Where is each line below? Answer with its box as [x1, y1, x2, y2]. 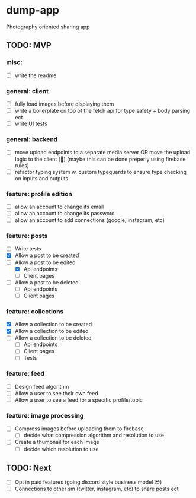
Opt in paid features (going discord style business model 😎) [14, 478, 162, 486]
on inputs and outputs [14, 175, 69, 182]
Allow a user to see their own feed [14, 389, 99, 397]
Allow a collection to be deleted [14, 334, 92, 341]
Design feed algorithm [14, 383, 69, 390]
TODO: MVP [6, 40, 52, 50]
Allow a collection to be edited [14, 328, 89, 335]
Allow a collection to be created [14, 321, 92, 328]
